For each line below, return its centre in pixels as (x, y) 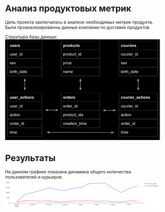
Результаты (30, 158)
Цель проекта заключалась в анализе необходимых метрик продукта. (79, 22)
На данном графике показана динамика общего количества (68, 171)
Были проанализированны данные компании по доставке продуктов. (78, 27)
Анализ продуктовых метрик (68, 9)
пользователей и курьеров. (34, 177)
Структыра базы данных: (31, 37)
